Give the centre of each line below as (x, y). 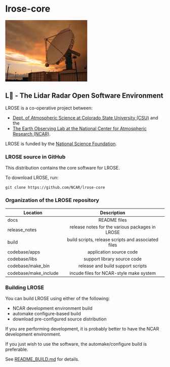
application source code (113, 252)
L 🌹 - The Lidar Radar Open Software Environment (84, 96)
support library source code (113, 259)
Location (33, 213)
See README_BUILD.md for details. (42, 359)
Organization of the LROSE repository (52, 200)
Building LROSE (25, 288)
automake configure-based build (47, 314)
